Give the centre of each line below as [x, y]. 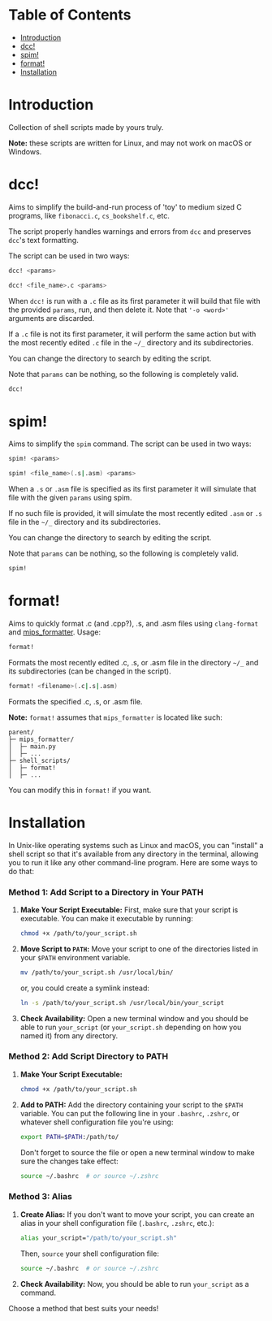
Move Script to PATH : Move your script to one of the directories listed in [139, 949]
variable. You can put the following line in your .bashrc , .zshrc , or [130, 1113]
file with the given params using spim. [70, 498]
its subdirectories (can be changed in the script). [90, 671]
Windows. [25, 151]
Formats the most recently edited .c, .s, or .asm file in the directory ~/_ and [134, 662]
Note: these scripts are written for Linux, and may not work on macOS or [130, 143]
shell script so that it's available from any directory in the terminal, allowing [134, 854]
